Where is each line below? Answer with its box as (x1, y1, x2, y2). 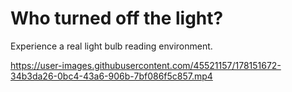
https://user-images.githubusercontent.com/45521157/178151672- (10, 59, 282, 71)
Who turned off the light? (10, 7, 224, 30)
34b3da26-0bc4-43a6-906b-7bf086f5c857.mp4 (10, 70, 213, 82)
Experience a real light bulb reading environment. (10, 40, 213, 52)
